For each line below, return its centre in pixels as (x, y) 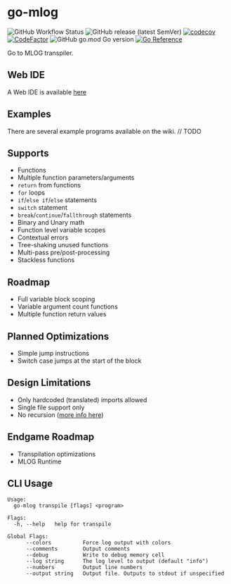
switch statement (42, 208)
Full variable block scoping (56, 299)
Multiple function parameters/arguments (76, 178)
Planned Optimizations (58, 336)
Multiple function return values (62, 314)
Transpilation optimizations (57, 454)
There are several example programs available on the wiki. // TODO (104, 131)
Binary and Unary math (51, 223)
